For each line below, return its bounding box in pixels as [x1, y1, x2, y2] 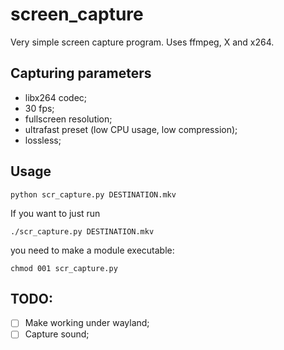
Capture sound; [24, 328, 90, 340]
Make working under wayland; [24, 317, 150, 329]
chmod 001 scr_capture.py [10, 263, 118, 273]
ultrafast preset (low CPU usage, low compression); [24, 123, 238, 135]
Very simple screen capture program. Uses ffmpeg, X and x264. [10, 36, 275, 48]
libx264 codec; [24, 91, 88, 103]
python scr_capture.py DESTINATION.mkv [10, 189, 177, 200]
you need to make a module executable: [10, 244, 175, 256]
